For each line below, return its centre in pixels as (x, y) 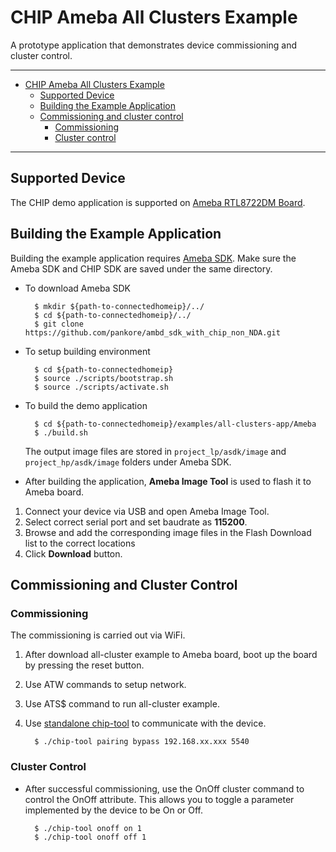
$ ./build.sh (61, 432)
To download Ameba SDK (77, 288)
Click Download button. (73, 553)
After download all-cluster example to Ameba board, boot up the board (171, 655)
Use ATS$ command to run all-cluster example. (122, 704)
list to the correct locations (80, 543)
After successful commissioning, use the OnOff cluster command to (164, 788)
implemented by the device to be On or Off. (113, 810)
